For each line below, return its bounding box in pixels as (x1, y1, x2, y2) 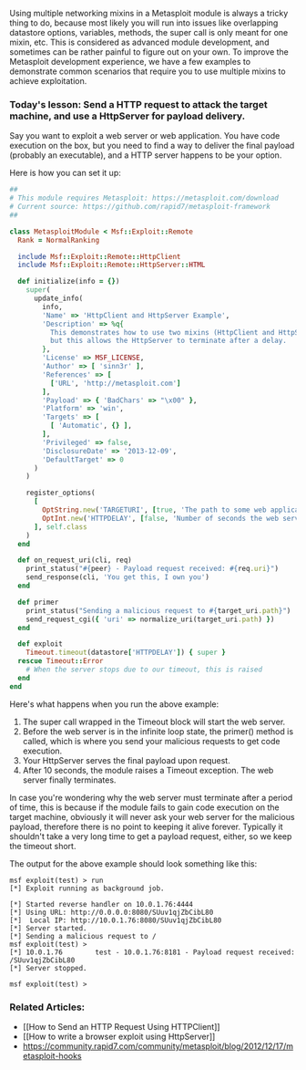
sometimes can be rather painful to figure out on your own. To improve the (9, 47, 290, 57)
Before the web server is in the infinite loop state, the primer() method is (22, 725, 294, 737)
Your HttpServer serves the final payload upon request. (22, 754, 230, 765)
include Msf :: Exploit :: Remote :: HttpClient (17, 252, 181, 261)
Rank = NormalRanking (17, 235, 100, 244)
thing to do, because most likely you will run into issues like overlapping (9, 17, 279, 28)
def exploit (17, 639, 64, 649)
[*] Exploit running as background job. (9, 884, 166, 893)
